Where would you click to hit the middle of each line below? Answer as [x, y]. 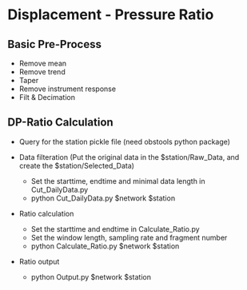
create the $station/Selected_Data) [77, 165]
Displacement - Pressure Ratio [111, 15]
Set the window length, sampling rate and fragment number [129, 237]
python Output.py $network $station [91, 276]
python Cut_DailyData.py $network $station [103, 198]
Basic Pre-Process [54, 44]
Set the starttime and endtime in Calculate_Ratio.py [116, 228]
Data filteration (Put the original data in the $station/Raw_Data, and [129, 157]
